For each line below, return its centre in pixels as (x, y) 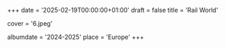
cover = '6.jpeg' (30, 23)
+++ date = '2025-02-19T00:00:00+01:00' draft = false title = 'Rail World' (113, 10)
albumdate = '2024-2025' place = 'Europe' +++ (76, 37)
